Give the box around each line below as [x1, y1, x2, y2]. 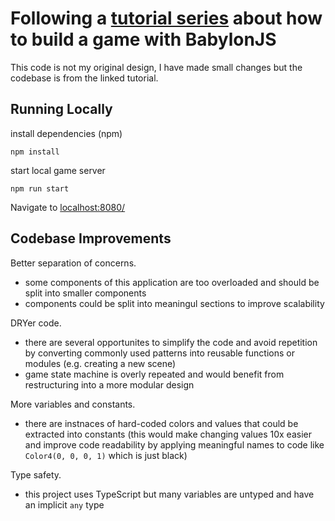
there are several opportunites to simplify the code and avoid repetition [24, 336, 318, 348]
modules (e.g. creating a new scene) [24, 357, 177, 369]
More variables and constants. [10, 398, 136, 410]
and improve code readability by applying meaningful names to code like [24, 438, 325, 451]
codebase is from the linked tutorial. [10, 72, 159, 84]
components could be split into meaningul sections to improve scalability [24, 297, 325, 309]
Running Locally [10, 101, 113, 118]
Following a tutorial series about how [10, 7, 323, 30]
